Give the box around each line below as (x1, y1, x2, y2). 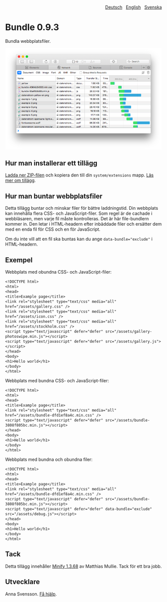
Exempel (5, 256, 33, 264)
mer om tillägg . (5, 177, 36, 183)
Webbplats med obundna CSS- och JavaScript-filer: (5, 269, 112, 275)
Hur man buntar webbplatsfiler (5, 192, 103, 200)
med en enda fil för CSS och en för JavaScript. (5, 226, 101, 232)
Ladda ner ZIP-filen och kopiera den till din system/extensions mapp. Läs (5, 172, 154, 178)
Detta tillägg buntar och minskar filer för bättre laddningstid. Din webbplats (5, 205, 158, 211)
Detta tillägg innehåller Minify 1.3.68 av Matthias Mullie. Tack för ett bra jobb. (5, 563, 162, 569)
